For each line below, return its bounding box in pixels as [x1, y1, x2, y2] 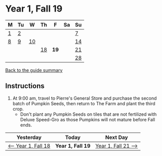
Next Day [105, 134, 128, 141]
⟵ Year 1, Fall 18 [8, 142, 51, 149]
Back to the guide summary [5, 67, 63, 73]
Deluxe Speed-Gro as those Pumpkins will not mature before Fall [20, 116, 155, 122]
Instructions [5, 82, 45, 91]
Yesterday [16, 134, 42, 141]
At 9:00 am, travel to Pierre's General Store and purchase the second [12, 95, 157, 101]
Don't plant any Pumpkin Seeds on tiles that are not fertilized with [20, 111, 157, 117]
